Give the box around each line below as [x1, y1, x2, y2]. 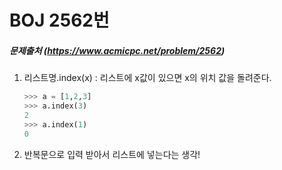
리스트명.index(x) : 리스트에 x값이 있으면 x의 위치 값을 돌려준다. [23, 72, 272, 84]
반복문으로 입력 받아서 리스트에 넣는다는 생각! [23, 148, 201, 160]
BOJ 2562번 [9, 9, 110, 32]
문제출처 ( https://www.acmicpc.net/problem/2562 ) [9, 44, 226, 56]
